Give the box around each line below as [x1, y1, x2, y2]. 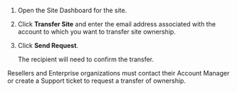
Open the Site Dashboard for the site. [17, 6, 127, 14]
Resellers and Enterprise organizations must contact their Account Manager [7, 69, 230, 77]
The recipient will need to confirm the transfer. [17, 55, 154, 63]
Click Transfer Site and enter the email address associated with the [17, 20, 216, 28]
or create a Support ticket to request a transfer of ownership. [7, 76, 186, 85]
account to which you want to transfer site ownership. [17, 28, 177, 36]
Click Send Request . [17, 41, 79, 49]
